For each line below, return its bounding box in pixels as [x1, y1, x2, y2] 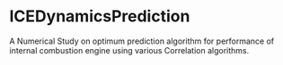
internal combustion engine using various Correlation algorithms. [9, 45, 250, 55]
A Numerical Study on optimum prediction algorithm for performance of [9, 36, 275, 46]
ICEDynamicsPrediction [9, 6, 190, 27]
